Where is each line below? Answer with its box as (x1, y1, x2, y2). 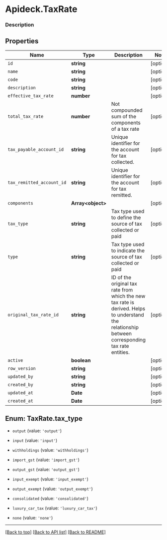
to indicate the (111, 247, 145, 254)
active (7, 357, 23, 363)
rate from (111, 286, 133, 293)
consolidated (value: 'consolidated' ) (12, 495, 88, 501)
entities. (111, 348, 130, 355)
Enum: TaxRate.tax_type (5, 414, 83, 423)
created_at (7, 398, 33, 404)
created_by (7, 382, 33, 387)
